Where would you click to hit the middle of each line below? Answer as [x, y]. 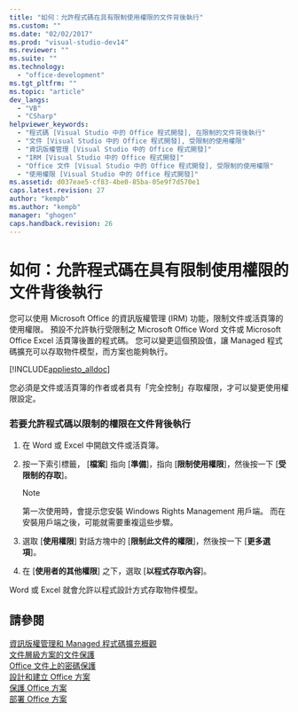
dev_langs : [29, 100]
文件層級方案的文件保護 [52, 654]
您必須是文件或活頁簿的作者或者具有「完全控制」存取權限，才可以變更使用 [145, 387]
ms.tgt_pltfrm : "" [43, 83]
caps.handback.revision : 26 [61, 223]
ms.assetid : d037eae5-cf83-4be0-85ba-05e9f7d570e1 [105, 183]
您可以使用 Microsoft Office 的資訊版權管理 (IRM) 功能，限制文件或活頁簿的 [146, 318]
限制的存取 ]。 [47, 474]
